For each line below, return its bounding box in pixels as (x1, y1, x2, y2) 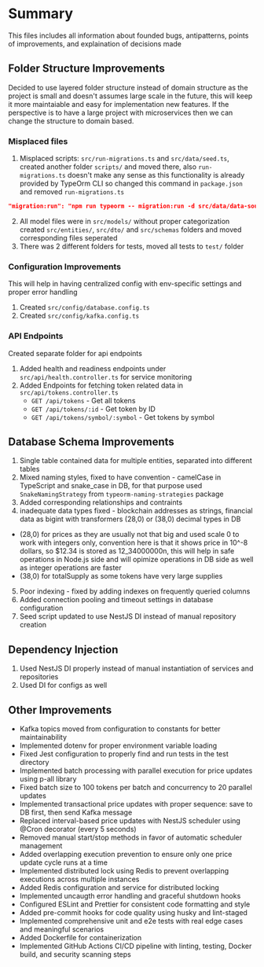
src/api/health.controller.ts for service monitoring (19, 372, 192, 381)
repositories (19, 672, 59, 682)
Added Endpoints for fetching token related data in (19, 381, 183, 390)
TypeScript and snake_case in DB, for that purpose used (19, 481, 203, 491)
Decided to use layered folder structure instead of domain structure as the (8, 83, 249, 92)
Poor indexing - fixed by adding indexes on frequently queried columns (19, 586, 251, 596)
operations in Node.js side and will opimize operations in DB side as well (19, 555, 254, 564)
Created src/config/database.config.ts (19, 303, 150, 312)
